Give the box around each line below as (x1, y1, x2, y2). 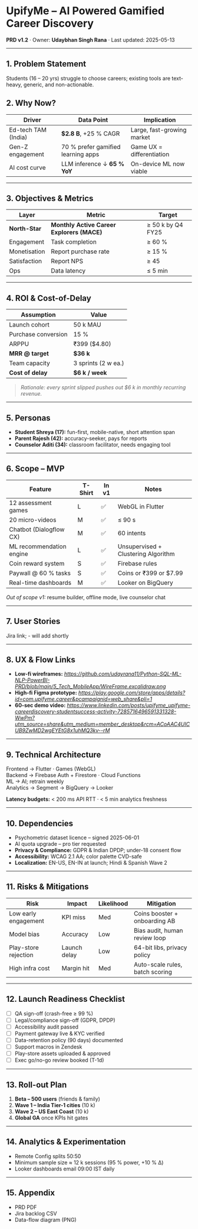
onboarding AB (133, 917, 176, 925)
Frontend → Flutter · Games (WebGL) (6, 765, 96, 772)
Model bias (9, 930, 40, 938)
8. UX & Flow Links (6, 655, 75, 665)
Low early (9, 909, 37, 917)
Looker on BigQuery (117, 578, 174, 587)
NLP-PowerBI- (14, 677, 50, 684)
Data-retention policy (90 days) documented (14, 1036, 123, 1043)
